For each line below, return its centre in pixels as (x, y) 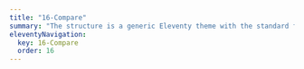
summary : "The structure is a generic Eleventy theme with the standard (149, 26)
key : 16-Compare (48, 43)
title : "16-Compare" (48, 17)
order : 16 (36, 51)
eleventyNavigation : (48, 34)
